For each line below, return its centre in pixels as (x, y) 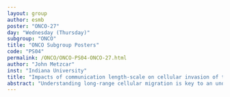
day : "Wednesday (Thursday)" (49, 32)
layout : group (27, 13)
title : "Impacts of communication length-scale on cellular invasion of (113, 77)
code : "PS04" (26, 52)
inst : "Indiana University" (47, 70)
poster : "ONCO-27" (33, 26)
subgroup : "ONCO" (32, 39)
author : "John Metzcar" (41, 64)
